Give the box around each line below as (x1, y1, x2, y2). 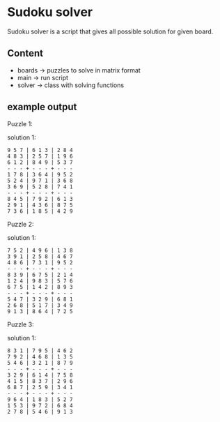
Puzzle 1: (7, 119, 33, 128)
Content (7, 47, 44, 59)
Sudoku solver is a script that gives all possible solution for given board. (7, 27, 214, 36)
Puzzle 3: (7, 320, 34, 329)
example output (7, 101, 77, 113)
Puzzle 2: (7, 220, 34, 228)
